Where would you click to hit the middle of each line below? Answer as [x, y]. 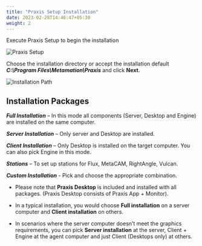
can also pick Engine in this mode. [49, 152]
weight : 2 [19, 23]
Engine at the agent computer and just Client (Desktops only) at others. [103, 236]
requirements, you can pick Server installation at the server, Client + [101, 230]
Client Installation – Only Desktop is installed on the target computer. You [98, 145]
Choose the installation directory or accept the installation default [88, 64]
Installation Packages [48, 101]
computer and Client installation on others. [69, 212]
